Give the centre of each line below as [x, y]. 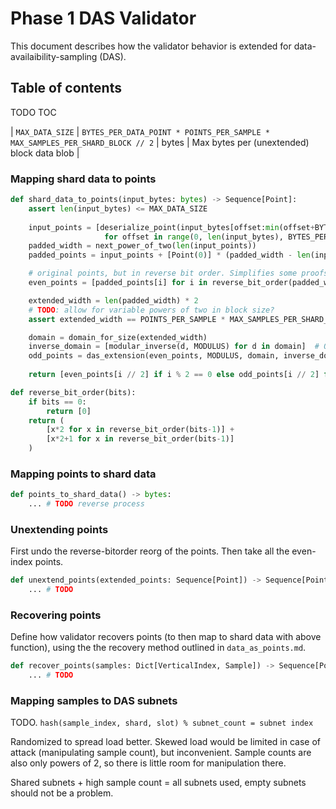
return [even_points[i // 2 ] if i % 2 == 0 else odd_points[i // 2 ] [174, 375]
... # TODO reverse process [86, 504]
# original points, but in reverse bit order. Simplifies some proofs [178, 273]
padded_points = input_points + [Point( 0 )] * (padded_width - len [169, 255]
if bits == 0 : [57, 402]
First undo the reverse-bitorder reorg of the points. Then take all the [150, 551]
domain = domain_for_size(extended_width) [118, 337]
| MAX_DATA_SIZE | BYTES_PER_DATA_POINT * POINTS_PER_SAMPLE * [140, 131]
